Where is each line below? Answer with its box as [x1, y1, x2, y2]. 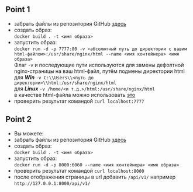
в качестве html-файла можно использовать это [13, 91, 136, 98]
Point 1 [5, 5, 30, 15]
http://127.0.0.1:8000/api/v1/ [13, 180, 91, 186]
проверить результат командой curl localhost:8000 [13, 167, 144, 174]
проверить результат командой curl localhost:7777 [13, 97, 144, 104]
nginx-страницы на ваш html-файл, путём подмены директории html [13, 67, 185, 75]
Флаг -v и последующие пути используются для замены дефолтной [13, 61, 184, 68]
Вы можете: [13, 130, 44, 137]
